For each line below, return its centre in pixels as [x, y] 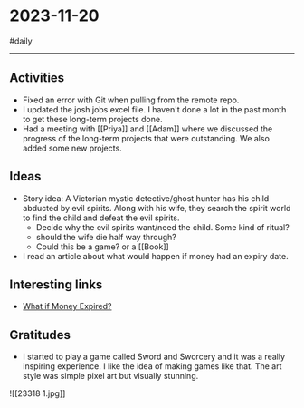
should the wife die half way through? [106, 237]
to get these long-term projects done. [92, 119]
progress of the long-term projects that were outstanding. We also [146, 138]
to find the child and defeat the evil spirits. [101, 218]
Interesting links [56, 284]
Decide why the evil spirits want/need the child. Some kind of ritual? [162, 227]
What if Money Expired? [67, 306]
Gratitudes [40, 335]
